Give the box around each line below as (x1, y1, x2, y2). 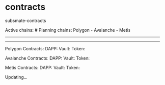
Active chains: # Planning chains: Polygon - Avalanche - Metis (5, 27, 131, 33)
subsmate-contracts (5, 18, 47, 23)
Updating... (5, 74, 28, 80)
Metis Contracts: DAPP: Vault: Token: (5, 64, 80, 70)
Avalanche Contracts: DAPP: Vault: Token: (5, 55, 90, 61)
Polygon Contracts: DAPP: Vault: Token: (5, 45, 85, 51)
